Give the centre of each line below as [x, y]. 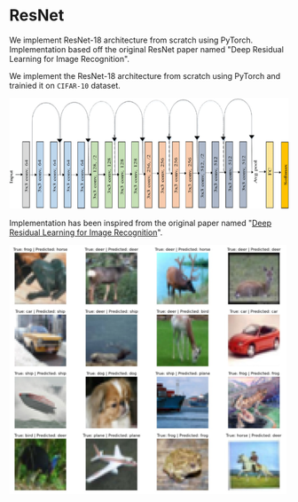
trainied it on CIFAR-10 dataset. [65, 85]
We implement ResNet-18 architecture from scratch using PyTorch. [131, 40]
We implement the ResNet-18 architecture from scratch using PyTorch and [145, 75]
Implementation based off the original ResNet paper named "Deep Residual [146, 49]
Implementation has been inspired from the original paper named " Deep [141, 223]
